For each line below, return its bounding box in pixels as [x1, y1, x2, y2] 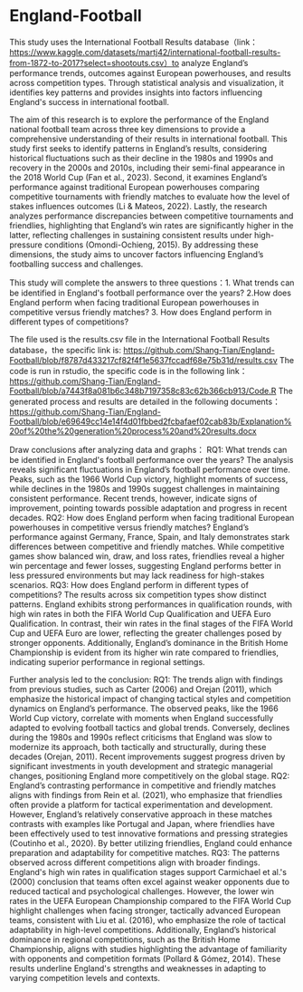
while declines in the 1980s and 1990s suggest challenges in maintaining [9, 483, 280, 494]
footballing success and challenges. [9, 258, 144, 269]
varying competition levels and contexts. [9, 972, 161, 983]
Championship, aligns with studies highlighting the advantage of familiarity [9, 943, 288, 954]
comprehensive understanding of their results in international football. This [9, 133, 288, 144]
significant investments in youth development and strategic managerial [9, 760, 273, 771]
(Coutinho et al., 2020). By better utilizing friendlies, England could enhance [9, 837, 292, 848]
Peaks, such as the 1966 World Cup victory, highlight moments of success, [9, 473, 289, 485]
